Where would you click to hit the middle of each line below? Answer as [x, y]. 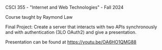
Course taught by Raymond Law [39, 17]
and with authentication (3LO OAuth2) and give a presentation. [71, 32]
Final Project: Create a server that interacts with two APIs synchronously [81, 27]
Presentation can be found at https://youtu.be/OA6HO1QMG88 [71, 42]
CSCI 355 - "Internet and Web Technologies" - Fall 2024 [64, 7]
